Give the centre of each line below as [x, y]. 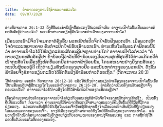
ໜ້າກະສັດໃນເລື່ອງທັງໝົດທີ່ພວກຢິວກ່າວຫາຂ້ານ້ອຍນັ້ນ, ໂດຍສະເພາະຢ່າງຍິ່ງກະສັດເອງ [80, 62]
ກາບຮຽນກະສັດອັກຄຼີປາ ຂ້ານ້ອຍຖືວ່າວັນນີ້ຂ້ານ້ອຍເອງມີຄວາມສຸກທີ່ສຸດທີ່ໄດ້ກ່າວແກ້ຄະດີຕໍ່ [81, 56]
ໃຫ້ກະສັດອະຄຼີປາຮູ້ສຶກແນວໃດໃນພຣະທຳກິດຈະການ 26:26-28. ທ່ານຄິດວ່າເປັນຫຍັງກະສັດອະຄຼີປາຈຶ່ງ [79, 85]
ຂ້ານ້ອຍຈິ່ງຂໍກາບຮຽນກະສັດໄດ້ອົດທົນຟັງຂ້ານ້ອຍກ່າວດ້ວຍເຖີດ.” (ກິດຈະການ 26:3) [77, 72]
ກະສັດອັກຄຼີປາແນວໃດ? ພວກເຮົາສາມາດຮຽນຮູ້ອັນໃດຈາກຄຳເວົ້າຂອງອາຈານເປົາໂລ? [66, 32]
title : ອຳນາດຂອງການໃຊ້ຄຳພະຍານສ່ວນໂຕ [41, 10]
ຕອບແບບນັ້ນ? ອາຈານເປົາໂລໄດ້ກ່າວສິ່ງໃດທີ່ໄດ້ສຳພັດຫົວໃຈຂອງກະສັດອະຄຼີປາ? [62, 89]
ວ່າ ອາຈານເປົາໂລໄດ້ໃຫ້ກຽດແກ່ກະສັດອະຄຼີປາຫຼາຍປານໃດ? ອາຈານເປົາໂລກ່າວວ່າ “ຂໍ [79, 51]
